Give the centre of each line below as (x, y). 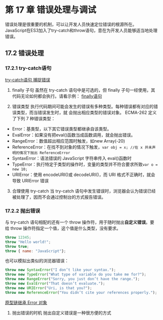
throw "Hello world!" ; (28, 242)
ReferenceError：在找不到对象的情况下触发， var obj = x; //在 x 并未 (82, 147)
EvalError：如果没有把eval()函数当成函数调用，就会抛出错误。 (74, 135)
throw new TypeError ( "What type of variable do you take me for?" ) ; (76, 274)
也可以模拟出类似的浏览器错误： (37, 261)
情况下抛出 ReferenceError (45, 153)
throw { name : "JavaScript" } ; (36, 251)
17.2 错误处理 (24, 53)
